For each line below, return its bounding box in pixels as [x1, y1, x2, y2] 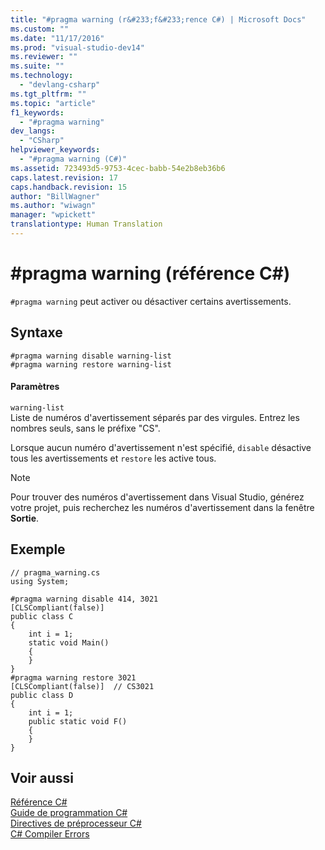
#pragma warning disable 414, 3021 [10, 594, 159, 604]
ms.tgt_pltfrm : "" [10, 89, 87, 99]
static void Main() [28, 637, 110, 648]
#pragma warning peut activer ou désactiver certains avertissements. [10, 295, 292, 307]
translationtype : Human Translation [10, 219, 163, 230]
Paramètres [10, 381, 60, 393]
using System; [10, 576, 70, 586]
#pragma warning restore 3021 [10, 672, 137, 683]
